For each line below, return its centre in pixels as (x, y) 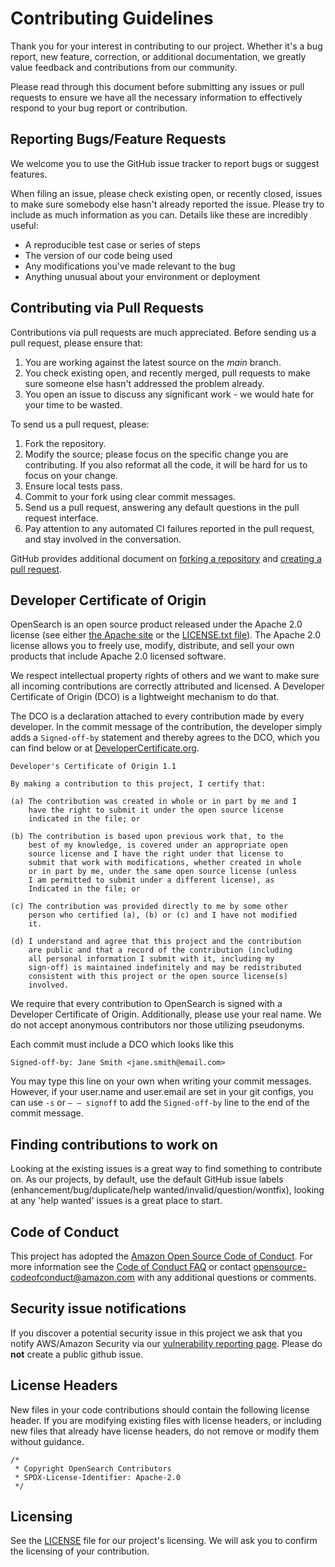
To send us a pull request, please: (80, 424)
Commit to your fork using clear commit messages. (130, 496)
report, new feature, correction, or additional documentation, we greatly (158, 56)
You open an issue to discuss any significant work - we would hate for (169, 394)
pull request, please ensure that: (76, 343)
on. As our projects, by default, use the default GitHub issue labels (147, 1179)
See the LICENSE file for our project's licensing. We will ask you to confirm (164, 1541)
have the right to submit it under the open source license (156, 810)
